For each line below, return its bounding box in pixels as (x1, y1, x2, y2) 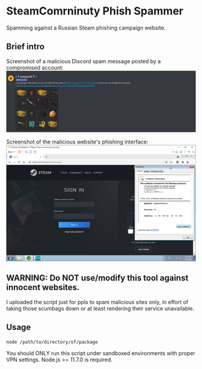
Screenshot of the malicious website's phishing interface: (6, 138, 148, 146)
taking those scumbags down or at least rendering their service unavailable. (6, 305, 194, 312)
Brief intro (6, 42, 45, 52)
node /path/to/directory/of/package (6, 339, 98, 346)
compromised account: (6, 64, 64, 71)
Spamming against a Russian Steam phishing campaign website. (6, 24, 166, 31)
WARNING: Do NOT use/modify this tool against (6, 273, 189, 284)
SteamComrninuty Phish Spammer (6, 4, 183, 18)
